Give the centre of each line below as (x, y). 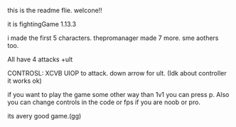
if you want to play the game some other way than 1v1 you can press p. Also (118, 95)
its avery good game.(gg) (44, 116)
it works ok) (25, 81)
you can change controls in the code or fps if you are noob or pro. (104, 102)
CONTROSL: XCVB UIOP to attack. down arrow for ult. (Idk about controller (117, 73)
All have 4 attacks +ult (40, 59)
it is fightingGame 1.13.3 (42, 24)
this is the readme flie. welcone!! (55, 10)
